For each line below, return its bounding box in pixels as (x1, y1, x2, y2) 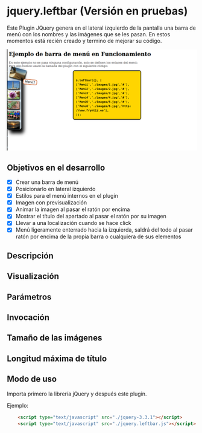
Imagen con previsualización (15, 199, 87, 206)
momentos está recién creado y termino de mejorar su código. (7, 37, 162, 44)
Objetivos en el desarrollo (7, 162, 106, 173)
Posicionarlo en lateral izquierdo (15, 186, 96, 193)
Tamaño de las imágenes (7, 333, 103, 343)
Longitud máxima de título (7, 353, 107, 363)
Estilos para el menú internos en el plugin (15, 192, 118, 200)
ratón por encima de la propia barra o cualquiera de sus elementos (15, 233, 181, 240)
